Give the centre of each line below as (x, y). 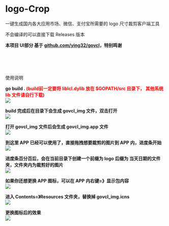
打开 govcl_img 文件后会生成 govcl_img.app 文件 (57, 126)
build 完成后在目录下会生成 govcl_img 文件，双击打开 (61, 110)
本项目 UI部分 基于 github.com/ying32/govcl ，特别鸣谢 (64, 45)
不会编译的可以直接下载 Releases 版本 (45, 34)
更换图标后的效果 (23, 212)
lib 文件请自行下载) (25, 95)
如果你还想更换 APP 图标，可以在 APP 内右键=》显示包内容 (67, 181)
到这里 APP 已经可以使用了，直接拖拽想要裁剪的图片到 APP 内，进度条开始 (83, 143)
